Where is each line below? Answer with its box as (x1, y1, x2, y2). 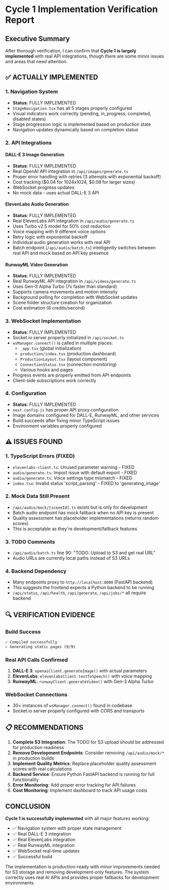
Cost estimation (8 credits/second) (12, 305, 85, 311)
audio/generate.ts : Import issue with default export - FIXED (12, 469, 137, 476)
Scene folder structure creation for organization (12, 299, 112, 306)
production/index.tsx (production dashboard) (20, 350, 117, 356)
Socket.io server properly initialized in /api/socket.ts (12, 334, 125, 340)
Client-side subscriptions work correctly (12, 377, 97, 383)
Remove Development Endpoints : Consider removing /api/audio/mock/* (12, 750, 164, 756)
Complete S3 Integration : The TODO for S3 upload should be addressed (12, 739, 164, 745)
